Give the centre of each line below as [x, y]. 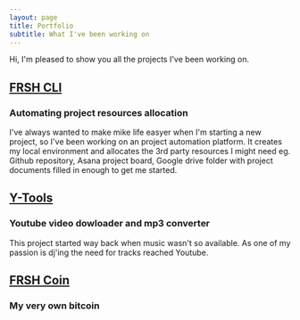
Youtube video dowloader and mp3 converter [110, 224]
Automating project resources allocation [99, 112]
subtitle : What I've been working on [79, 34]
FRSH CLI [36, 87]
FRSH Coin [39, 280]
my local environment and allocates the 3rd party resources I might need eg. [150, 152]
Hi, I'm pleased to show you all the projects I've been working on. [129, 60]
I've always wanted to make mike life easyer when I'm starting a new [135, 132]
